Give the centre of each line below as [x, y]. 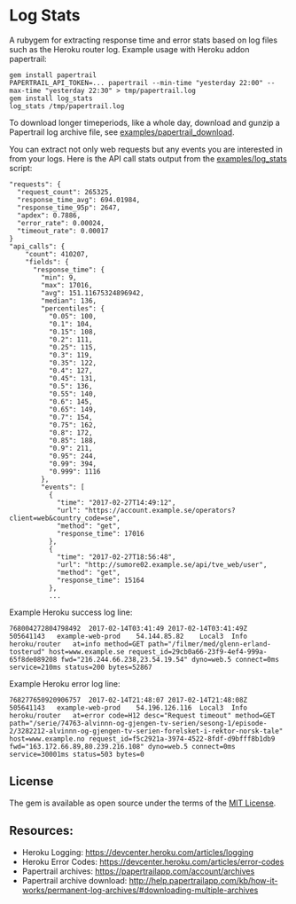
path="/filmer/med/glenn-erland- [210, 644]
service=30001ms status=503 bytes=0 [77, 754]
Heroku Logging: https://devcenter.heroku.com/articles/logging [138, 852]
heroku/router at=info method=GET [77, 644]
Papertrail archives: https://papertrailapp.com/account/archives [138, 871]
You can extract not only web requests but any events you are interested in [146, 149]
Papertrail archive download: [74, 880]
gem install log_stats [51, 98]
